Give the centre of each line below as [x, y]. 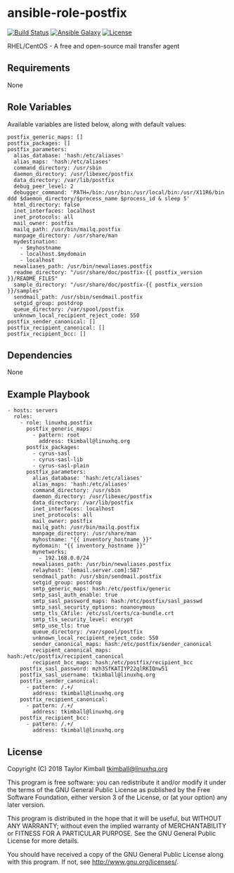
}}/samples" [25, 291]
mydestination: [36, 241]
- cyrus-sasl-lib [58, 460]
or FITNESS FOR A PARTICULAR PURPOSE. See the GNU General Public [112, 833]
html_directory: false [47, 205]
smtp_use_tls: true [61, 626]
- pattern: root [56, 435]
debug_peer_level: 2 [44, 186]
